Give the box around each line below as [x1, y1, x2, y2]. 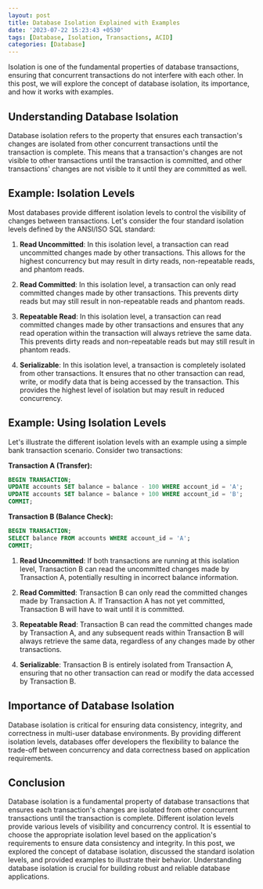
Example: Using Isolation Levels [8, 417, 167, 430]
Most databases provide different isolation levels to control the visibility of [8, 207, 247, 217]
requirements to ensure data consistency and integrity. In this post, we [8, 839, 236, 848]
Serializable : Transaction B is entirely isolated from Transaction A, [19, 660, 233, 669]
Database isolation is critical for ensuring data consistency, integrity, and [8, 720, 243, 730]
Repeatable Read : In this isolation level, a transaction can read [19, 312, 222, 321]
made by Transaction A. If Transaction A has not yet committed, [19, 596, 225, 605]
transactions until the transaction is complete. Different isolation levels [8, 814, 235, 823]
